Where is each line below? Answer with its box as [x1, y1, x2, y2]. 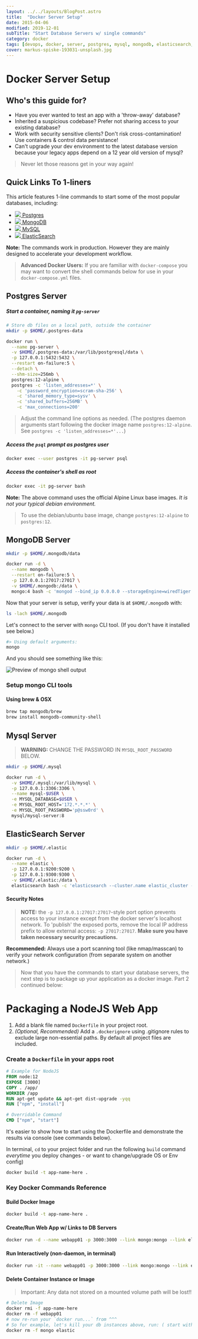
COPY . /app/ [6, 1085, 38, 1090]
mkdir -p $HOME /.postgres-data [6, 328, 83, 333]
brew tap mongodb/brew [6, 709, 62, 715]
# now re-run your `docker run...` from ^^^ [6, 1316, 117, 1323]
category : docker [6, 36, 49, 42]
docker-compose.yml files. [20, 274, 82, 281]
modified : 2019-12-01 [6, 25, 60, 31]
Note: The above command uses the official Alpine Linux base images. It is [6, 494, 188, 501]
